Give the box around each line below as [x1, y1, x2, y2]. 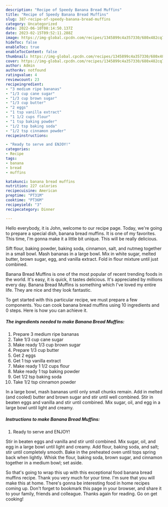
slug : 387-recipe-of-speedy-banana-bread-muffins [5, 17, 111, 22]
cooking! [5, 496, 24, 502]
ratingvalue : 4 [5, 73, 37, 78]
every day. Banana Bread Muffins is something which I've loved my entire [5, 281, 157, 288]
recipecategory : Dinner [5, 207, 55, 212]
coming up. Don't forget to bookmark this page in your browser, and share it [5, 485, 162, 491]
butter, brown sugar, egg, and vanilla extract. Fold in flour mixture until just [5, 256, 159, 262]
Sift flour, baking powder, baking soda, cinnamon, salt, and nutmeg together [5, 245, 162, 251]
